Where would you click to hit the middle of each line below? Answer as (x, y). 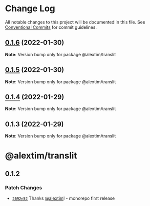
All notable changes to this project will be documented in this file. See (75, 22)
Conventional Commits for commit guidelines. (51, 27)
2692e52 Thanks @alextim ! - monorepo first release (63, 198)
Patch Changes (24, 187)
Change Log (30, 9)
